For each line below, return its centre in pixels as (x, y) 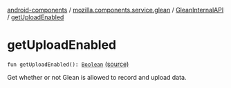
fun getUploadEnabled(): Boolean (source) (68, 64)
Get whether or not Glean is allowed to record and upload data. (97, 77)
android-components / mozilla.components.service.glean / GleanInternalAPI (115, 10)
